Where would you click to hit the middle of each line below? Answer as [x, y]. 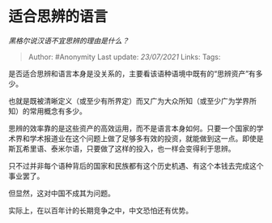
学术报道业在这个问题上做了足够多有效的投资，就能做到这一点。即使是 [147, 138]
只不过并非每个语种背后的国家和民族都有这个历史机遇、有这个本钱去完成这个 [136, 165]
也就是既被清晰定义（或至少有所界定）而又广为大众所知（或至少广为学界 [129, 101]
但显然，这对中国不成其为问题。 [62, 193]
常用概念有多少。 [58, 111]
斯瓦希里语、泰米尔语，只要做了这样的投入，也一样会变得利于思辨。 [122, 148]
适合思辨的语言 [58, 17]
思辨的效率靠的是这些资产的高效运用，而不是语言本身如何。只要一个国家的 [132, 128]
